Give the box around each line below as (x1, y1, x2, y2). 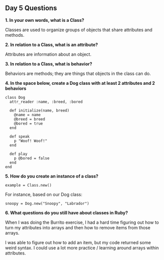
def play (9, 151, 28, 156)
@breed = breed (14, 117, 45, 122)
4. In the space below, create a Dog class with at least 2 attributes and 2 (5, 80, 155, 86)
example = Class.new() (5, 183, 52, 188)
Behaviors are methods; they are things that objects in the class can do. (5, 70, 151, 76)
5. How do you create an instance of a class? (5, 173, 99, 179)
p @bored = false (14, 156, 50, 161)
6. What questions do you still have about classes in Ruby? (5, 209, 128, 215)
